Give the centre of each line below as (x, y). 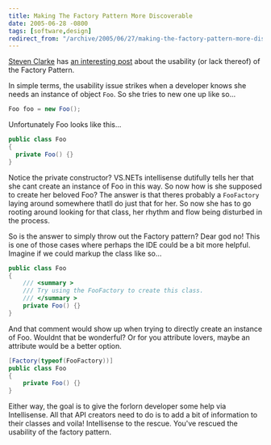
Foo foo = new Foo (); (45, 109)
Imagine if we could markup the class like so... (85, 253)
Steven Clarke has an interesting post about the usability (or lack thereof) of (134, 61)
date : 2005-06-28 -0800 (48, 23)
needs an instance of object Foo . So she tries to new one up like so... (122, 95)
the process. (29, 220)
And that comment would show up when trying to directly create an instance (135, 328)
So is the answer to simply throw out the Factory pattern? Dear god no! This (134, 236)
